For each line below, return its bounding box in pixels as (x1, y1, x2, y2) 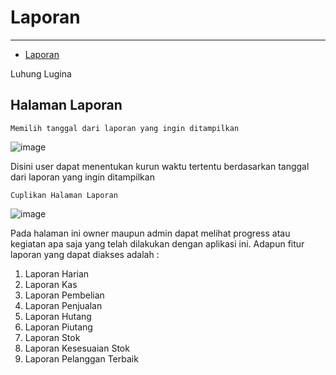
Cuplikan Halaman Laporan (10, 190, 118, 200)
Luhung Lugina (10, 67, 72, 80)
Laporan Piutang (24, 321, 93, 333)
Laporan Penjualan (24, 299, 103, 311)
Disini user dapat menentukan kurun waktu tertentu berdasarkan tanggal (10, 160, 310, 172)
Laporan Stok (24, 331, 81, 343)
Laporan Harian (24, 267, 90, 280)
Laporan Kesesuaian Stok (24, 342, 130, 354)
